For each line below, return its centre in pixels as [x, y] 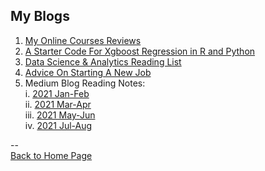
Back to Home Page [51, 155]
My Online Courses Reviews [83, 40]
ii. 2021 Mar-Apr [58, 104]
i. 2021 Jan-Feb [57, 93]
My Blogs [40, 16]
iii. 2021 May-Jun [60, 115]
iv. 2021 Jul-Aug [58, 125]
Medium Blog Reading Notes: [85, 83]
